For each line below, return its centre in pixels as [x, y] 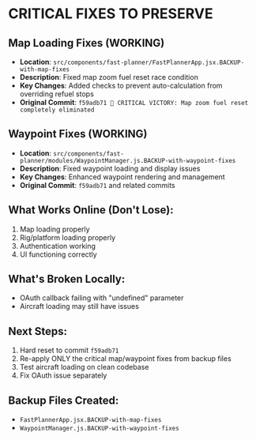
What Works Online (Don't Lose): [91, 210]
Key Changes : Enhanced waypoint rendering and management [122, 177]
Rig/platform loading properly [68, 237]
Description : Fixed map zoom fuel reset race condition [109, 77]
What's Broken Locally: [67, 279]
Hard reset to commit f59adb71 [69, 350]
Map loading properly [55, 229]
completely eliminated [57, 110]
